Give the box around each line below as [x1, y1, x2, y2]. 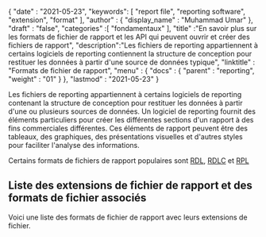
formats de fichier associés [8, 191, 147, 205]
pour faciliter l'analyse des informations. [8, 141, 141, 150]
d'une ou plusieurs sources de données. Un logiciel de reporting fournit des [8, 107, 256, 116]
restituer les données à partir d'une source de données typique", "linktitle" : [8, 57, 256, 67]
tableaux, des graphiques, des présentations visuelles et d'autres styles [8, 132, 244, 142]
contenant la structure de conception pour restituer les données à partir [8, 99, 243, 107]
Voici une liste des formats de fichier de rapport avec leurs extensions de [8, 212, 248, 222]
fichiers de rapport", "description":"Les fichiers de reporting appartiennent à [8, 41, 258, 50]
